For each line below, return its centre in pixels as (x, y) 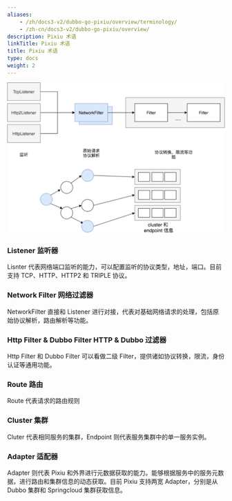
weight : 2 (21, 66)
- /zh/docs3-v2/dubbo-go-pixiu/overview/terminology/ (98, 22)
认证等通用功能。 (31, 365)
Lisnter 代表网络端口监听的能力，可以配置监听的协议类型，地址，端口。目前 (115, 267)
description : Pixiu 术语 (42, 37)
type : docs (23, 59)
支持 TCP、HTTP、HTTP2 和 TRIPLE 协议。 (69, 276)
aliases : (20, 15)
